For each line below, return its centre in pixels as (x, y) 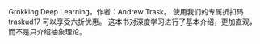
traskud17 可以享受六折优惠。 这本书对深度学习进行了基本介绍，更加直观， (132, 22)
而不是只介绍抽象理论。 (47, 32)
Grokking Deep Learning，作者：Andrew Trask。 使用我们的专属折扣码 (126, 12)
